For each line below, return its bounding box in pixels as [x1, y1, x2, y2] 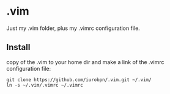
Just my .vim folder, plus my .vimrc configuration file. [6, 24, 141, 32]
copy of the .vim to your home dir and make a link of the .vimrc [6, 58, 164, 65]
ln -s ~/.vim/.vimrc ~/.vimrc [6, 82, 84, 88]
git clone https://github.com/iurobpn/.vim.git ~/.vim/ [6, 76, 152, 83]
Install [6, 42, 31, 52]
